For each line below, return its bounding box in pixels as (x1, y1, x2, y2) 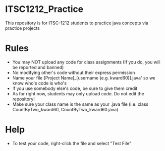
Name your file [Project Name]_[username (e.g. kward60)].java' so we (12, 75, 156, 80)
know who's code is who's (12, 80, 67, 86)
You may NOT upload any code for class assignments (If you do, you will (12, 59, 161, 65)
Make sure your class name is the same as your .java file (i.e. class (12, 101, 149, 107)
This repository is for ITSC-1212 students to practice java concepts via (5, 20, 149, 26)
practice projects (5, 25, 40, 31)
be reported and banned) (12, 64, 64, 70)
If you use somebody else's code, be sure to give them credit (12, 85, 138, 91)
